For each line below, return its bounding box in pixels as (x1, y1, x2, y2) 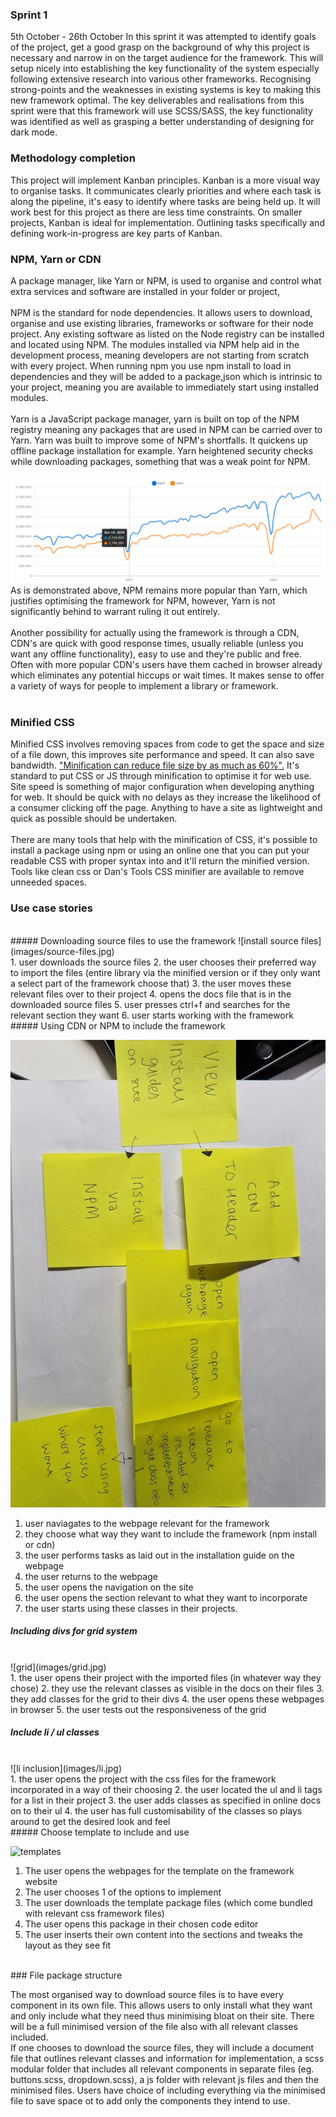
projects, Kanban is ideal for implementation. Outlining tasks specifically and (10, 216, 325, 228)
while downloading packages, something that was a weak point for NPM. (10, 455, 311, 467)
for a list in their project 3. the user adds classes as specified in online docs (10, 1794, 322, 1806)
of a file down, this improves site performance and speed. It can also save (10, 749, 315, 761)
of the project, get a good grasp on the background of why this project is (10, 41, 311, 53)
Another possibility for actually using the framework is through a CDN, (10, 627, 300, 639)
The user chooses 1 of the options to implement (24, 1886, 222, 1898)
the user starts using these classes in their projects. (24, 1602, 238, 1614)
